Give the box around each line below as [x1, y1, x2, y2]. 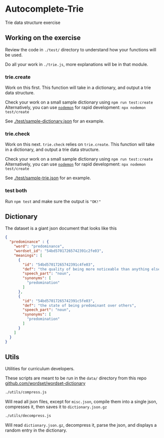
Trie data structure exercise [5, 20, 61, 25]
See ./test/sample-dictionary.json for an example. [5, 118, 104, 124]
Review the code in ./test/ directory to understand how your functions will [5, 46, 156, 52]
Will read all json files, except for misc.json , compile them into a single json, [5, 399, 158, 405]
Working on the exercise [5, 34, 81, 42]
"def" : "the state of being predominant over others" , [22, 303, 137, 308]
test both [5, 187, 27, 194]
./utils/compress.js [5, 390, 47, 395]
